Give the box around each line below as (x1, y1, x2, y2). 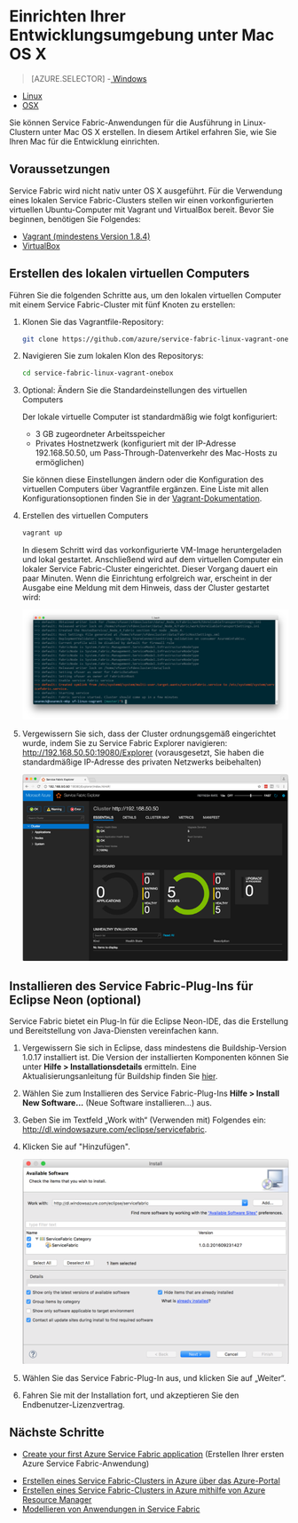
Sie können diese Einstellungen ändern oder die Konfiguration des (21, 474, 264, 485)
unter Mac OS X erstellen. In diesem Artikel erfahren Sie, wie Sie (42, 126, 278, 137)
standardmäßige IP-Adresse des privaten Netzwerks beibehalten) (21, 757, 262, 767)
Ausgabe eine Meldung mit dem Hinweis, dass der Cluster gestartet (21, 583, 270, 593)
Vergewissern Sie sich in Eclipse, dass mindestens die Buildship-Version (21, 1043, 286, 1053)
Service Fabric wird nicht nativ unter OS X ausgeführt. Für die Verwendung (9, 185, 283, 196)
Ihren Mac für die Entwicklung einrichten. (9, 136, 160, 147)
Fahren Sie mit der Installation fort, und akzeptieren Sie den (21, 1390, 239, 1400)
